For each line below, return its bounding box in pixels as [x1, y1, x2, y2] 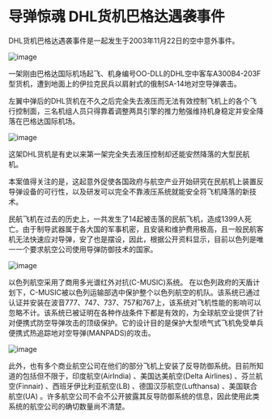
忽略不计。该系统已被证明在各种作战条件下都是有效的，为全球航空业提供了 [8, 307, 257, 317]
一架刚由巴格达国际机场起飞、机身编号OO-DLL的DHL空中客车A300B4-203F [8, 68, 261, 78]
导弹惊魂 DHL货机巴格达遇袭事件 [8, 7, 225, 26]
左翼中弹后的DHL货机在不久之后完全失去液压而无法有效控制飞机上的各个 [8, 96, 250, 105]
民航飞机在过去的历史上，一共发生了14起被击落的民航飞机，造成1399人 [8, 214, 245, 224]
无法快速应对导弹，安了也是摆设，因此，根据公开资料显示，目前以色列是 [15, 234, 257, 244]
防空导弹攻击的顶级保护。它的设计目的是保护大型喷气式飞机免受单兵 [36, 318, 264, 327]
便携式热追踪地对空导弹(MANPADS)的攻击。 [8, 327, 155, 337]
